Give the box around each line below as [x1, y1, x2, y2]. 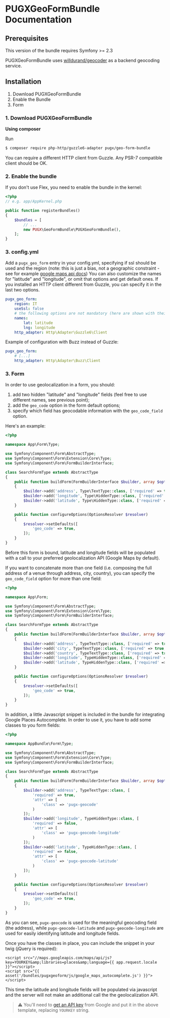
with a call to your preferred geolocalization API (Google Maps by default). [5, 554, 160, 561]
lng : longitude [23, 325, 56, 330]
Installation [5, 77, 41, 86]
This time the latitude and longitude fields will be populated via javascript [5, 986, 157, 993]
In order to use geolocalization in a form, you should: [5, 382, 115, 388]
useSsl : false [14, 306, 44, 311]
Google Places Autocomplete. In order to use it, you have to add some [5, 717, 151, 723]
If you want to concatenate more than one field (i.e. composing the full [5, 565, 152, 571]
